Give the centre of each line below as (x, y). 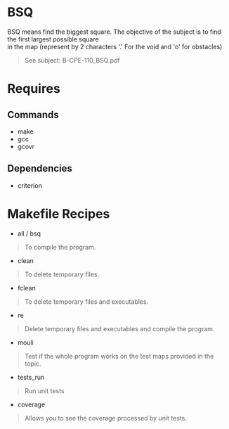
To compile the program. (60, 247)
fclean (27, 288)
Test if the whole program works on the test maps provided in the (119, 356)
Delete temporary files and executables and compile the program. (119, 328)
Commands (33, 114)
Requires (34, 89)
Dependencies (40, 168)
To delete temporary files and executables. (86, 301)
